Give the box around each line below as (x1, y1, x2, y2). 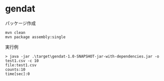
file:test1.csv (5, 62, 37, 67)
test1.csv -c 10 (5, 58, 39, 63)
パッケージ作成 (5, 20, 36, 26)
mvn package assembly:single (5, 34, 66, 39)
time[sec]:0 (5, 71, 30, 76)
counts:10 (5, 67, 26, 72)
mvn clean (5, 30, 26, 35)
